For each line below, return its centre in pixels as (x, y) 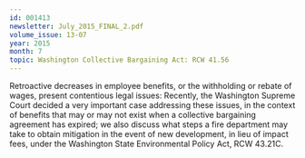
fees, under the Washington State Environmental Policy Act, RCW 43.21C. (147, 143)
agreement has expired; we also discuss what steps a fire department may (149, 124)
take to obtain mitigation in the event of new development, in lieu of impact (149, 134)
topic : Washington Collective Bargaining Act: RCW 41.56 (119, 60)
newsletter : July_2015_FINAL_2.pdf (77, 26)
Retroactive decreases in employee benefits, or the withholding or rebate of (151, 86)
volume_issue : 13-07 (49, 35)
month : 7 (26, 52)
